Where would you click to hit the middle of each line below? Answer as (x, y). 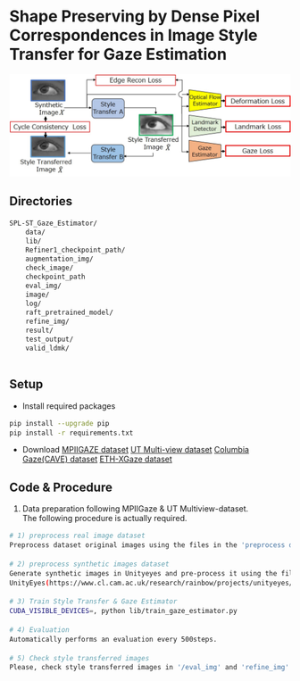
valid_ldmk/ (47, 348)
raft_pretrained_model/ (70, 312)
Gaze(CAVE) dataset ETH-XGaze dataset (97, 459)
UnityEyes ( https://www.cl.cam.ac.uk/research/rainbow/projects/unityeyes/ (151, 583)
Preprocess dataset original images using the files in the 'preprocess (147, 545)
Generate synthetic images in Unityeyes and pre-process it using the (143, 573)
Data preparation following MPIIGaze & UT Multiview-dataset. (135, 509)
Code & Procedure (61, 487)
